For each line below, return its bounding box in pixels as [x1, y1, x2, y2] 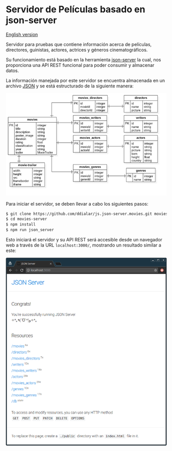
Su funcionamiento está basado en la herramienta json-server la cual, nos [6, 56, 161, 62]
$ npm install [6, 222, 36, 227]
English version [6, 31, 38, 37]
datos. [6, 67, 19, 74]
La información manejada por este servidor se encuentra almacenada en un [6, 77, 165, 83]
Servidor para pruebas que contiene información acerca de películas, [6, 41, 152, 47]
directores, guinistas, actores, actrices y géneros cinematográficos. [6, 47, 148, 53]
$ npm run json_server [6, 228, 54, 233]
